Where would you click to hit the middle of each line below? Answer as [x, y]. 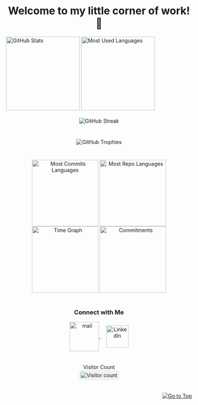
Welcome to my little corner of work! [99, 11]
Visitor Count [99, 367]
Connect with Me [99, 312]
